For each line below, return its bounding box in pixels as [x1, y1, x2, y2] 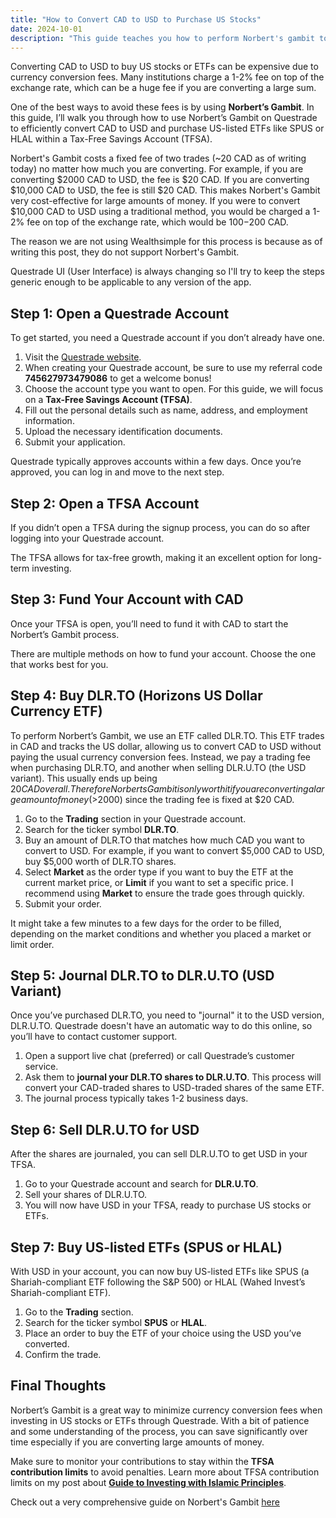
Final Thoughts [10, 1377, 107, 1395]
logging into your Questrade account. [10, 532, 165, 544]
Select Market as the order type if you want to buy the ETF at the [24, 866, 294, 878]
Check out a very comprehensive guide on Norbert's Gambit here [10, 1496, 280, 1508]
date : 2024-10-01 [10, 24, 83, 34]
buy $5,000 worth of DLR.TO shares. [24, 855, 177, 867]
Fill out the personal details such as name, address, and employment [24, 404, 308, 416]
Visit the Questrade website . [24, 351, 142, 363]
